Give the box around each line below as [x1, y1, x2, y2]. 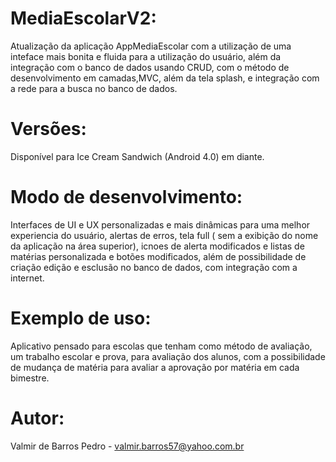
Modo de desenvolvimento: [10, 186, 243, 209]
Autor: [10, 407, 65, 429]
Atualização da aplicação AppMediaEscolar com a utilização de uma [10, 40, 292, 52]
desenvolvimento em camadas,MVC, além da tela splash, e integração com [10, 72, 320, 84]
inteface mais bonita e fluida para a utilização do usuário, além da [10, 50, 282, 62]
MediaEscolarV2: [10, 7, 157, 30]
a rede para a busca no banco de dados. [10, 82, 178, 94]
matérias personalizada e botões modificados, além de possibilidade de [10, 250, 307, 262]
